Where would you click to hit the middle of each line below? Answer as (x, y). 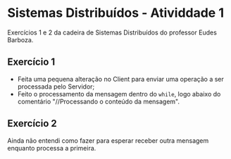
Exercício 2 (32, 123)
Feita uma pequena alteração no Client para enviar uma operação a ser (120, 79)
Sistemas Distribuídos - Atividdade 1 (115, 13)
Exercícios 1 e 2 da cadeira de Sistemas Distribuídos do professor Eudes (112, 32)
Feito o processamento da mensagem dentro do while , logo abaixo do (119, 94)
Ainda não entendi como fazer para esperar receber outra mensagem (108, 140)
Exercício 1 (31, 62)
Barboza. (20, 39)
